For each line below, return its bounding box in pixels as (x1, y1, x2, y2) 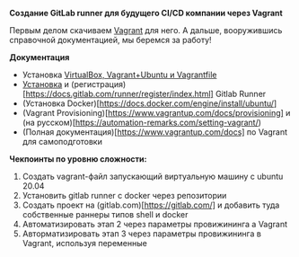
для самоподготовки (22, 137, 103, 146)
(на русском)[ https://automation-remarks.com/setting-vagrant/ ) (22, 117, 262, 128)
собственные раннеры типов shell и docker (22, 209, 189, 219)
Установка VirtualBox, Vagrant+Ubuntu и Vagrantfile (22, 69, 217, 80)
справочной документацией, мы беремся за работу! (9, 35, 213, 45)
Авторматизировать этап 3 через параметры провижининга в (22, 228, 262, 239)
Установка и (22, 79, 70, 89)
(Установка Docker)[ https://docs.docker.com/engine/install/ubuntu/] (22, 98, 277, 109)
